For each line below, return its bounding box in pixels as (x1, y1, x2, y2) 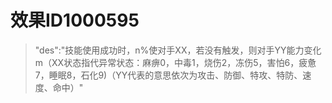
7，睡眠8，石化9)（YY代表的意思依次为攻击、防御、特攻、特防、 (34, 69, 303, 81)
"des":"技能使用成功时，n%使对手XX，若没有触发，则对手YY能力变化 (34, 44, 322, 56)
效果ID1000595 (10, 9, 140, 32)
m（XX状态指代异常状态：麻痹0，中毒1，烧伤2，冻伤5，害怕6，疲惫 (34, 56, 317, 68)
